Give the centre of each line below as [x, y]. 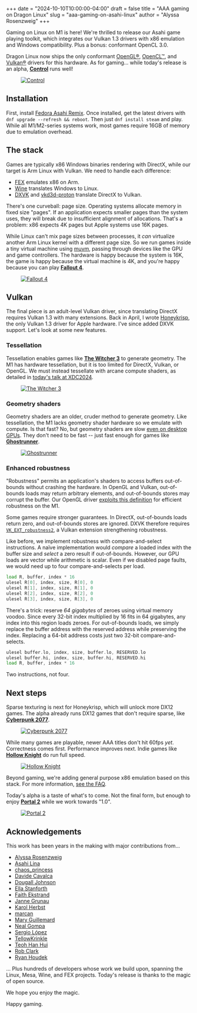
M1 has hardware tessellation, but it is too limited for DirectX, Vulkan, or [93, 364]
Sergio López [31, 932]
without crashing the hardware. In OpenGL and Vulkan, [92, 487]
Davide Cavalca [34, 876]
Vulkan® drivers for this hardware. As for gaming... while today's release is [96, 62]
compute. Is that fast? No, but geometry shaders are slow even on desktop [96, 429]
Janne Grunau [32, 901]
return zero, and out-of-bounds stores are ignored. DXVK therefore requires [98, 524]
